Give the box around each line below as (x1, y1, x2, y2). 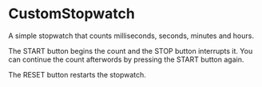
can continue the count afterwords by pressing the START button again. (8, 55, 244, 64)
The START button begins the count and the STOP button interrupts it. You (8, 46, 253, 55)
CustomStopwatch (8, 5, 136, 23)
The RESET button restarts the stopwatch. (8, 70, 146, 79)
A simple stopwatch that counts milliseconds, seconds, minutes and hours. (8, 31, 254, 40)
